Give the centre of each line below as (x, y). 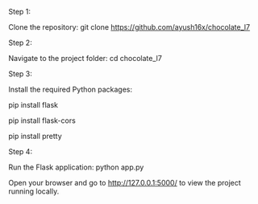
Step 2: (20, 43)
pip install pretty (35, 136)
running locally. (34, 191)
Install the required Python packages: (71, 89)
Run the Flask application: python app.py (76, 167)
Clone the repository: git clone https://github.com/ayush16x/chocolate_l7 (129, 27)
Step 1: (19, 12)
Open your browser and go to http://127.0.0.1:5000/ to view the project (125, 183)
